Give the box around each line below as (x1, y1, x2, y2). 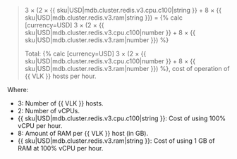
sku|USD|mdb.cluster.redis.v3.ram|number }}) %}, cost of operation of (24, 65, 231, 72)
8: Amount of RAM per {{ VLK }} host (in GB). (17, 129, 149, 137)
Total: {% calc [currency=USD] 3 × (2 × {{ (24, 49, 147, 58)
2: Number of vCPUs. (17, 107, 80, 115)
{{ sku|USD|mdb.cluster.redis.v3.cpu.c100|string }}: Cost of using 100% (17, 114, 226, 122)
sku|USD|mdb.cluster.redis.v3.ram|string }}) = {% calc (24, 13, 183, 22)
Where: (7, 86, 29, 94)
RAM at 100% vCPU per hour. (17, 144, 104, 152)
